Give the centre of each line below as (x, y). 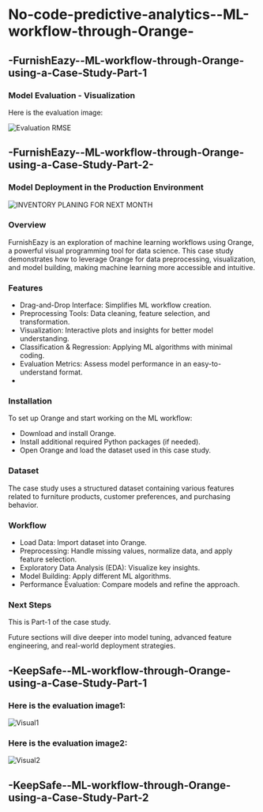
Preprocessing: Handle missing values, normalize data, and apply (126, 551)
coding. (32, 355)
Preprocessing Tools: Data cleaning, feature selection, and (115, 314)
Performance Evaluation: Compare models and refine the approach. (130, 585)
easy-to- (207, 364)
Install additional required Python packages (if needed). (110, 442)
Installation (30, 401)
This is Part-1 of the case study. (60, 622)
